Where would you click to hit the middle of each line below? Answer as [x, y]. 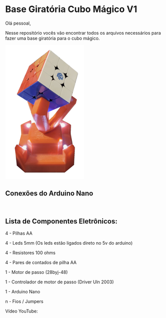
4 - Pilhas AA [19, 233]
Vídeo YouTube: [22, 311]
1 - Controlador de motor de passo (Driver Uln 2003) [60, 282]
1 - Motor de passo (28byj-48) [36, 272]
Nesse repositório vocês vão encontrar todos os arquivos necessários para [83, 33]
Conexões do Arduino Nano [49, 193]
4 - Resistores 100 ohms [30, 253]
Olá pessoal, [18, 23]
